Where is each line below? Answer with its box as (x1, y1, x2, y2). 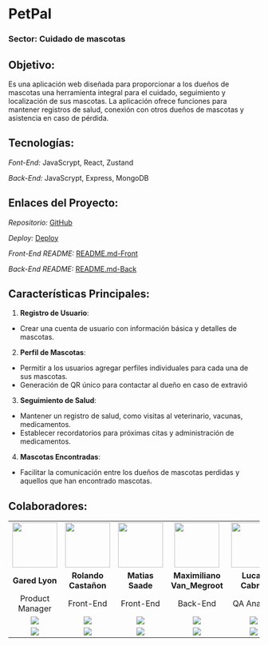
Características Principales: (8, 287, 150, 301)
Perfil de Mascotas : (19, 348, 86, 357)
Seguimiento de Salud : (19, 396, 97, 405)
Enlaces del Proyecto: (8, 197, 119, 210)
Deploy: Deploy (8, 233, 59, 242)
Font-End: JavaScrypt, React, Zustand (8, 158, 134, 167)
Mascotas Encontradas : (19, 453, 101, 462)
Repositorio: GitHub (8, 217, 73, 227)
